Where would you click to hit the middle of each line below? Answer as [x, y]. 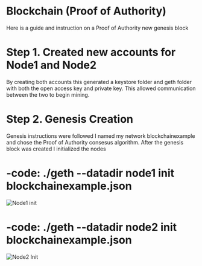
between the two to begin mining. [48, 94]
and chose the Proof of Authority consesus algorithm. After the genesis [95, 142]
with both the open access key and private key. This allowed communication [101, 88]
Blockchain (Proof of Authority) [87, 11]
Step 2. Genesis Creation [70, 119]
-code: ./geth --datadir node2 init [92, 227]
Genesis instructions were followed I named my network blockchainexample [101, 136]
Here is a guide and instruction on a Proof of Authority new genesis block [97, 28]
